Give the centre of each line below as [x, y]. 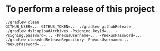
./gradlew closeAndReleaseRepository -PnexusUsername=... [67, 40]
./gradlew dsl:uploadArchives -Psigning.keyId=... [59, 31]
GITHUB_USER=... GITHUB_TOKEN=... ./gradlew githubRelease [68, 27]
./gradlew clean [22, 22]
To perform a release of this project [80, 9]
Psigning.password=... [29, 35]
